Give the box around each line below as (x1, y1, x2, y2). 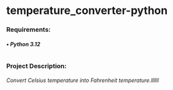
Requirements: (6, 26, 51, 34)
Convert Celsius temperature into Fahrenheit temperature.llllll (6, 77, 159, 84)
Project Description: (6, 61, 67, 70)
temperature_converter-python (6, 4, 168, 18)
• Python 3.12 (6, 40, 41, 47)
